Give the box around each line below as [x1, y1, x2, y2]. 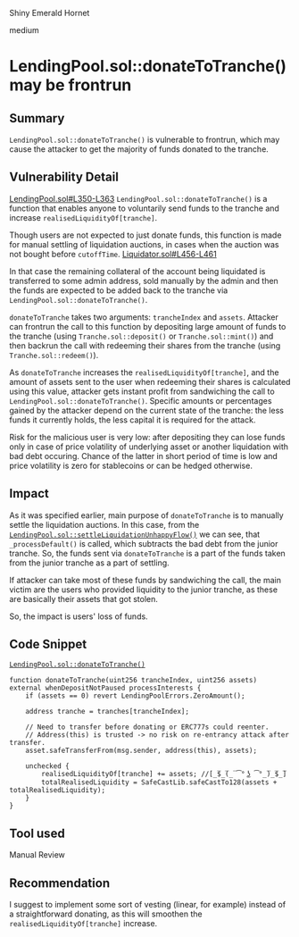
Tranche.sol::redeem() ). [9, 349, 99, 360]
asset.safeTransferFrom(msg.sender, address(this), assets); [25, 746, 257, 756]
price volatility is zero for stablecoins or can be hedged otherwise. [9, 460, 253, 471]
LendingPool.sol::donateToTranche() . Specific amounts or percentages [9, 395, 272, 406]
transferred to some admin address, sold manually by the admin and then [9, 275, 278, 286]
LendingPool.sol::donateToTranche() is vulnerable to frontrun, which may [9, 134, 280, 145]
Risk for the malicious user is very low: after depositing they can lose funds [9, 431, 286, 442]
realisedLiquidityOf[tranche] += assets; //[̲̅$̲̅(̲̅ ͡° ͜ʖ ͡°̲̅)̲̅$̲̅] [41, 770, 287, 779]
